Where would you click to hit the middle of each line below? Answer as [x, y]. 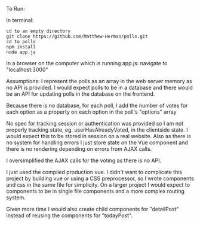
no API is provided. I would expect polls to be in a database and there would [99, 87]
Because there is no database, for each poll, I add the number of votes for [97, 105]
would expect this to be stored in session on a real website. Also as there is [99, 136]
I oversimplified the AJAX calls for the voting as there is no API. [84, 160]
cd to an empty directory [38, 31]
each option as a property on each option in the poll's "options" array [92, 112]
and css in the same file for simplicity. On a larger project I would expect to [98, 185]
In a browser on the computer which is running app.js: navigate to [87, 63]
